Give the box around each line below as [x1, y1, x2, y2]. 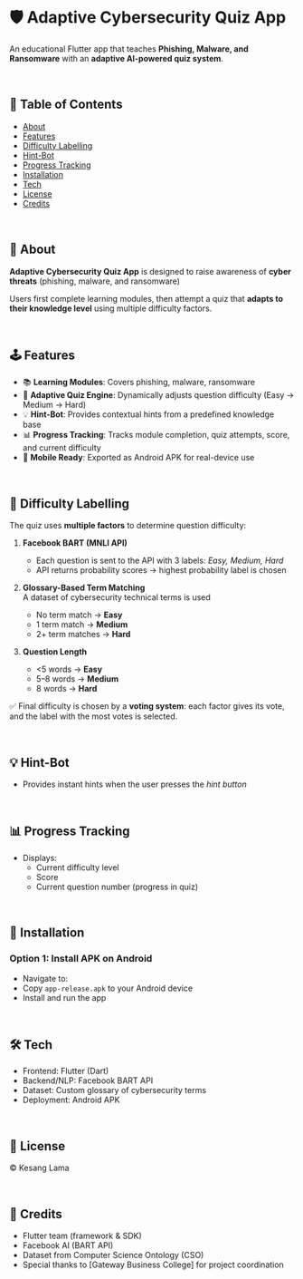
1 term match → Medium [35, 619, 128, 630]
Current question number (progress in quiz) [35, 881, 199, 892]
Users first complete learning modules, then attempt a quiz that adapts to [9, 293, 283, 304]
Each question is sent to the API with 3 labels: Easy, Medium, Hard [35, 555, 284, 567]
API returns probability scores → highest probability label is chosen [35, 565, 287, 576]
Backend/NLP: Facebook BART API [22, 1075, 154, 1086]
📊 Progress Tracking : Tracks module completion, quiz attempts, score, [22, 430, 290, 441]
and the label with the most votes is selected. [9, 711, 178, 722]
